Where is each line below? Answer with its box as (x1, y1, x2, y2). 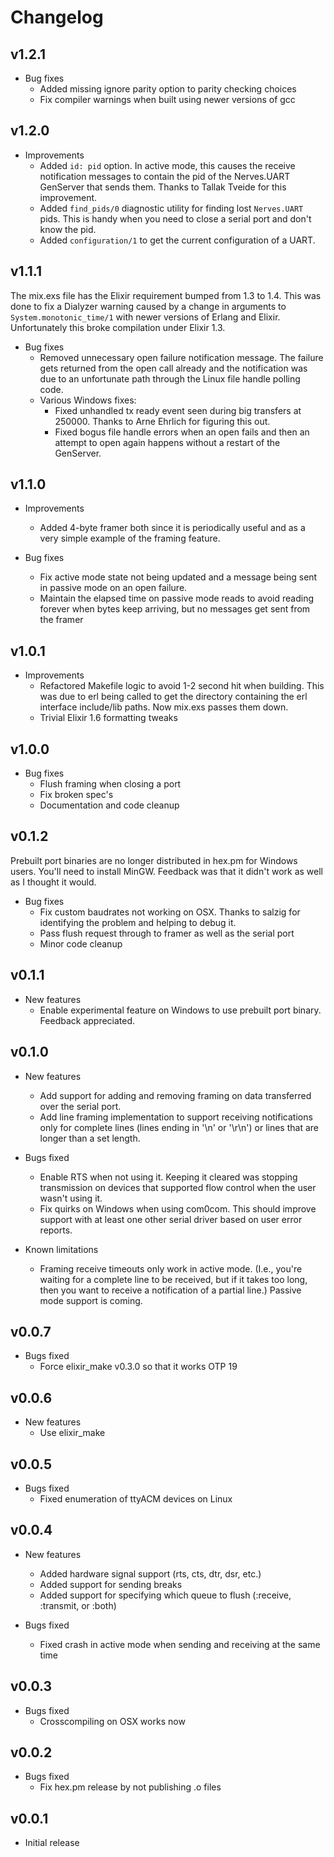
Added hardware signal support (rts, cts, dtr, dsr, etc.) (39, 1567, 262, 1580)
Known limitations (24, 1243, 99, 1255)
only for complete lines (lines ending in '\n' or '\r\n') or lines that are (39, 1121, 319, 1133)
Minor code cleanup (39, 937, 123, 950)
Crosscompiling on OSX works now (39, 1715, 186, 1727)
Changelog (10, 6, 104, 29)
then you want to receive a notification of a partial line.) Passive (39, 1284, 302, 1296)
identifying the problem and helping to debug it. (39, 916, 237, 928)
